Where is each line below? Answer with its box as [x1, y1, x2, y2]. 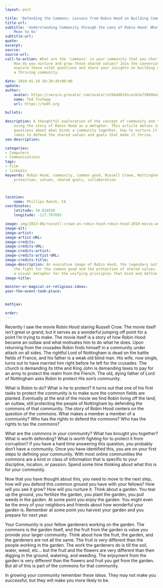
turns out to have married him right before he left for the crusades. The [5, 360, 147, 366]
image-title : [5, 275, 32, 281]
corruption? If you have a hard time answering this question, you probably [5, 440, 153, 447]
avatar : [14, 92, 29, 97]
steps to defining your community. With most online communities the [5, 451, 143, 457]
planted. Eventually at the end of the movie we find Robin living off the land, [5, 395, 156, 401]
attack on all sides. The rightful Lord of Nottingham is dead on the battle [5, 350, 149, 355]
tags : [5, 159, 16, 164]
